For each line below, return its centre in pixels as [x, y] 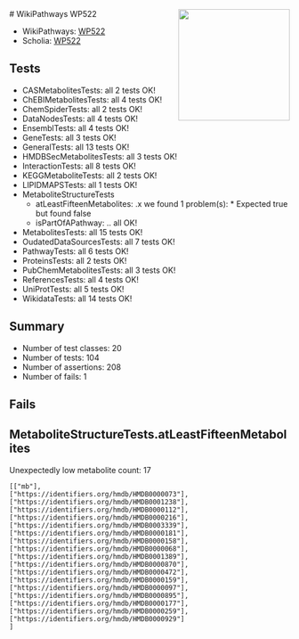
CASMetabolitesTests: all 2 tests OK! [89, 90]
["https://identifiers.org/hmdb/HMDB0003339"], [99, 525]
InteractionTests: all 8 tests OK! [79, 166]
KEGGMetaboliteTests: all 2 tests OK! [89, 175]
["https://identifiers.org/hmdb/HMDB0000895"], [99, 595]
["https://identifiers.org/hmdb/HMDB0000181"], [99, 533]
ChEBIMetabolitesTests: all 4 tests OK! [92, 99]
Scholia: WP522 [52, 41]
